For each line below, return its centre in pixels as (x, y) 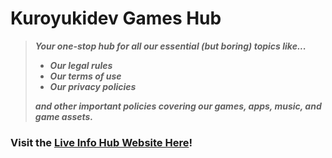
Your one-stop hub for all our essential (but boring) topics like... (170, 46)
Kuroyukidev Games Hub (116, 18)
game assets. (64, 116)
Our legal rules (81, 65)
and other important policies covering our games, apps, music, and (178, 106)
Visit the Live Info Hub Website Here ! (101, 142)
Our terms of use (85, 76)
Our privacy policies (93, 86)
